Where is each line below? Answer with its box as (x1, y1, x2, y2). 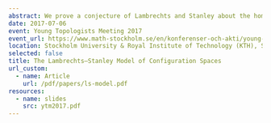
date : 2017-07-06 (8, 19, 67, 28)
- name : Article (15, 72, 70, 80)
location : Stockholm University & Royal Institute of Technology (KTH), (8, 42, 258, 50)
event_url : (8, 34, 45, 43)
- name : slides (15, 95, 67, 103)
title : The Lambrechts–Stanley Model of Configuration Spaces (8, 57, 222, 66)
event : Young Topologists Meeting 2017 (8, 27, 143, 35)
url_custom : (8, 65, 48, 73)
